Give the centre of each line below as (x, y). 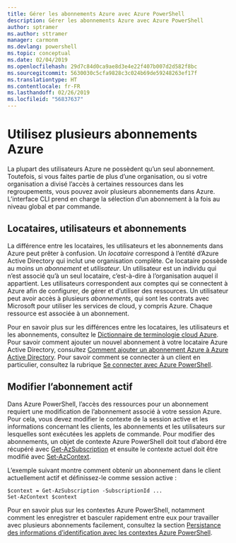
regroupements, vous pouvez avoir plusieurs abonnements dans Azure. (111, 191)
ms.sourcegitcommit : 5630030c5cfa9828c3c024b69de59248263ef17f (102, 73)
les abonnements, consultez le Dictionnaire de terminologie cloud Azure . (113, 334)
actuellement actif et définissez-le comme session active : (92, 477)
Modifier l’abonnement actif (70, 387)
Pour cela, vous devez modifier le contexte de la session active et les (108, 419)
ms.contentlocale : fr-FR (44, 86)
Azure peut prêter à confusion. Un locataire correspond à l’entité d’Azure (113, 253)
